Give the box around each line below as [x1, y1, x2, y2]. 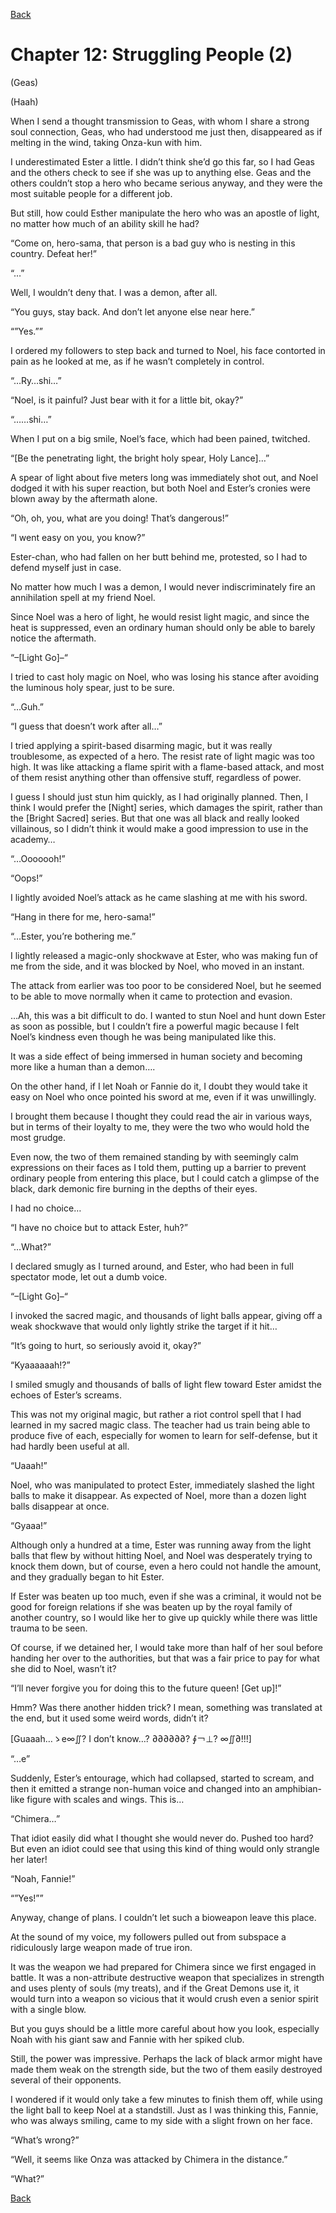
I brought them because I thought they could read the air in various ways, [10, 1110, 313, 1122]
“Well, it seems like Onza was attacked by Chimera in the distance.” [10, 2153, 288, 2165]
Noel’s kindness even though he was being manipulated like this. [10, 1030, 277, 1043]
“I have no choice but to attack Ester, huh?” [10, 1221, 188, 1233]
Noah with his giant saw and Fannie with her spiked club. [10, 2033, 245, 2045]
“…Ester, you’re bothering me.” [10, 930, 137, 942]
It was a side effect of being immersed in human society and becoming [10, 1050, 303, 1062]
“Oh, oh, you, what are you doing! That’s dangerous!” [10, 512, 229, 524]
